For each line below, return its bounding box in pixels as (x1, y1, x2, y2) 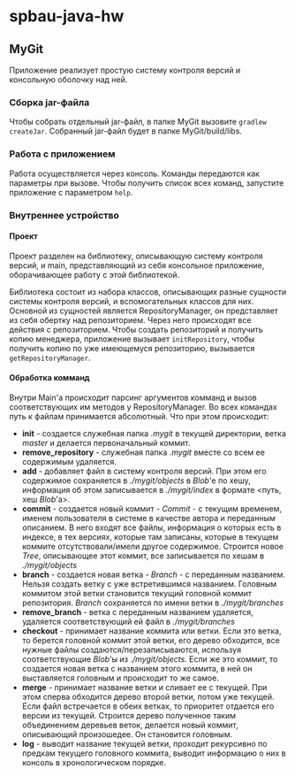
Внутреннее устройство (9, 209, 119, 221)
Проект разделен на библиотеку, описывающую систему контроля (9, 250, 263, 261)
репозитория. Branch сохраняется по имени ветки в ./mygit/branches (21, 597, 284, 608)
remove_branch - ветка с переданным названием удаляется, (21, 606, 253, 617)
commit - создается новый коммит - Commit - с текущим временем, (21, 503, 283, 514)
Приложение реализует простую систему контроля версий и (9, 65, 241, 75)
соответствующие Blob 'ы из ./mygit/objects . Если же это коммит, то (21, 653, 278, 665)
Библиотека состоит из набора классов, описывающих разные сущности (9, 286, 287, 297)
